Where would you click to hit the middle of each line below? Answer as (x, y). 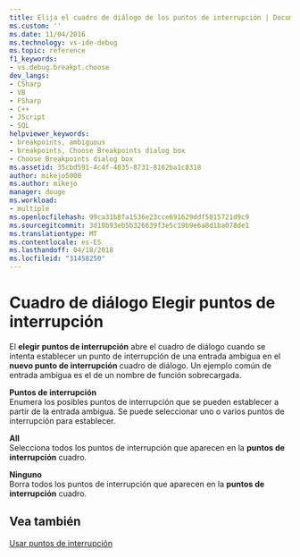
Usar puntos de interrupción (61, 543)
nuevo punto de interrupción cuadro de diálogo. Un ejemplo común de (141, 365)
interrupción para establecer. (62, 420)
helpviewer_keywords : (50, 134)
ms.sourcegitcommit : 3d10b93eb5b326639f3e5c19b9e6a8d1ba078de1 (129, 225)
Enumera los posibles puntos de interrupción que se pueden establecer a (144, 401)
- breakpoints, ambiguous (57, 142)
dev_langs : (29, 76)
